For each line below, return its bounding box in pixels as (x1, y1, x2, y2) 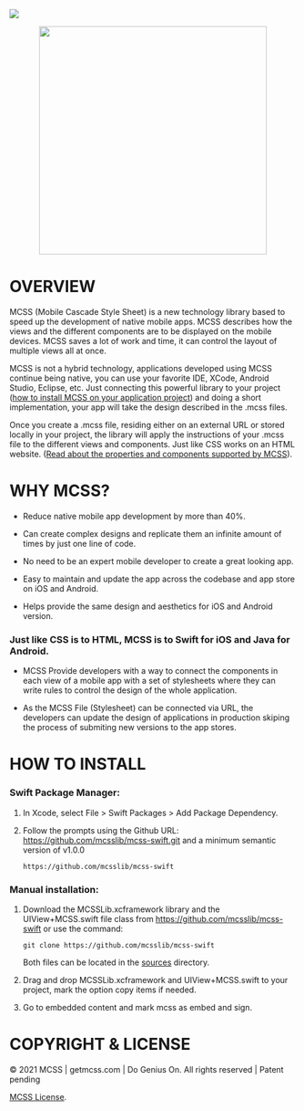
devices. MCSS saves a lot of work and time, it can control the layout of (9, 335, 278, 346)
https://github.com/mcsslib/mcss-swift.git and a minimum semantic (22, 834, 277, 845)
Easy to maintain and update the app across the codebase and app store (22, 573, 296, 584)
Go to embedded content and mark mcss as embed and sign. (22, 1001, 253, 1012)
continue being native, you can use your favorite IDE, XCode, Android (9, 372, 270, 383)
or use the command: (43, 923, 124, 934)
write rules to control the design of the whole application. (22, 685, 238, 696)
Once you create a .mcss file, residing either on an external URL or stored (9, 419, 285, 430)
